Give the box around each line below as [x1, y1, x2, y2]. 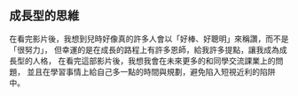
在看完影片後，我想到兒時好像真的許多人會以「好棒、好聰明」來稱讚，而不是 [9, 33, 289, 44]
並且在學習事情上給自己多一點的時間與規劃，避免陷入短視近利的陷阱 [26, 66, 276, 77]
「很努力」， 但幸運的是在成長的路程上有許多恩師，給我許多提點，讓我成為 [9, 44, 279, 55]
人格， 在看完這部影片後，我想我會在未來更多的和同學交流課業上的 [32, 55, 276, 66]
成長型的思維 [9, 8, 80, 24]
